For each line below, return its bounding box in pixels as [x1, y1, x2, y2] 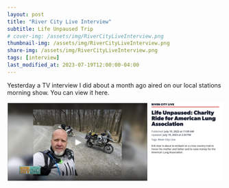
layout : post [7, 11, 45, 18]
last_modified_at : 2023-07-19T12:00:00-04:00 [7, 62, 139, 68]
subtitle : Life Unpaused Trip [7, 25, 94, 32]
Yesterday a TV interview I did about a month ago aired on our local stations [7, 81, 221, 89]
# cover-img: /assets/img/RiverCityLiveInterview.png [7, 33, 165, 40]
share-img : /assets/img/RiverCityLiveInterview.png [7, 47, 158, 54]
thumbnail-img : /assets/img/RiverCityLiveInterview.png [7, 40, 170, 47]
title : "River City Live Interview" [7, 18, 112, 25]
